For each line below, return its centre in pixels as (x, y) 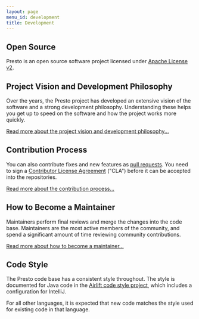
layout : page (22, 12)
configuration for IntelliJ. (36, 292)
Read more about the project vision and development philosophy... (88, 131)
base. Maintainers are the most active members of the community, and (93, 228)
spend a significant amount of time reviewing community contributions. (94, 234)
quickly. (16, 120)
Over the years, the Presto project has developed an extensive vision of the (99, 101)
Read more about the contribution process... (60, 188)
